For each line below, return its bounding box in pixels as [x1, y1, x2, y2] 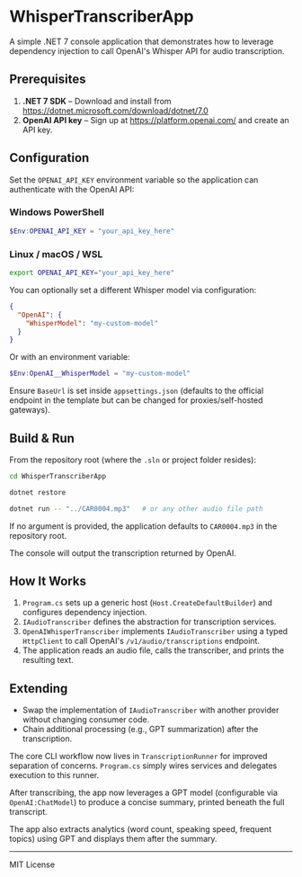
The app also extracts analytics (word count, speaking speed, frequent [9, 824, 272, 835]
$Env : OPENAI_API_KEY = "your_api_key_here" [9, 227, 175, 236]
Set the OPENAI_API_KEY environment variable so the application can [9, 174, 259, 185]
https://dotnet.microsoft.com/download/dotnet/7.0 [22, 105, 209, 116]
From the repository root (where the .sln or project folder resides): [9, 454, 256, 465]
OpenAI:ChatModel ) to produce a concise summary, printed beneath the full [9, 797, 285, 808]
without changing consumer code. [22, 714, 150, 725]
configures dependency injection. [22, 607, 147, 618]
